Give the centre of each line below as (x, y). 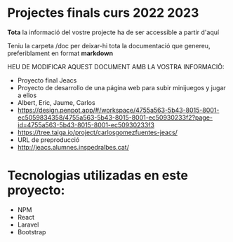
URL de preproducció (48, 140)
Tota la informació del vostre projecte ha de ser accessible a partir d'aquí (113, 32)
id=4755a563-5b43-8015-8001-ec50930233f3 (86, 124)
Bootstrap (32, 232)
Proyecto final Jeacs (47, 80)
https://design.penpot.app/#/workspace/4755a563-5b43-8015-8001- (118, 110)
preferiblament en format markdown (60, 53)
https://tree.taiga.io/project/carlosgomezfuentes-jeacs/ (97, 132)
